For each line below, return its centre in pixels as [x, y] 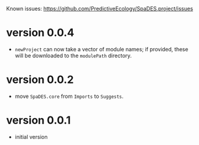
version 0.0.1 [39, 120]
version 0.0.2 [40, 80]
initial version [31, 137]
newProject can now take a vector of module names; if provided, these [101, 49]
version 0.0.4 [40, 33]
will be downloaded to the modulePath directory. [73, 55]
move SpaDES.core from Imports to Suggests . [69, 96]
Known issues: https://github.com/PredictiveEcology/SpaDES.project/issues [99, 9]
